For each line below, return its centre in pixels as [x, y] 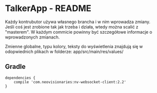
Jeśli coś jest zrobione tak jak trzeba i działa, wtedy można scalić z [72, 27]
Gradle [15, 67]
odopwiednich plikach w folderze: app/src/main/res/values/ [64, 52]
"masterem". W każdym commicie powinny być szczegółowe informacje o [78, 32]
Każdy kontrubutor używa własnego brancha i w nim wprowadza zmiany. [78, 22]
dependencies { [20, 78]
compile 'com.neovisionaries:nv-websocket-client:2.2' [70, 82]
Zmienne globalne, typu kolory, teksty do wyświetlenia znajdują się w [74, 46]
